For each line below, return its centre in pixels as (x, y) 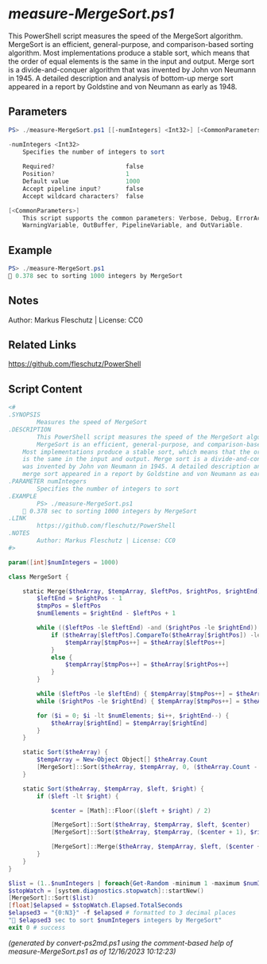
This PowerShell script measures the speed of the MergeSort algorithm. (126, 36)
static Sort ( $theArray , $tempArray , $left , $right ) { (113, 789)
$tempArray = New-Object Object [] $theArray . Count (122, 760)
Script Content (45, 389)
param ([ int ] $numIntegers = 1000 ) (64, 562)
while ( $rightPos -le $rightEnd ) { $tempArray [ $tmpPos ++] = (138, 701)
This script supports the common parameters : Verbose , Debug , (128, 218)
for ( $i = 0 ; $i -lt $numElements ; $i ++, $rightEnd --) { (133, 716)
